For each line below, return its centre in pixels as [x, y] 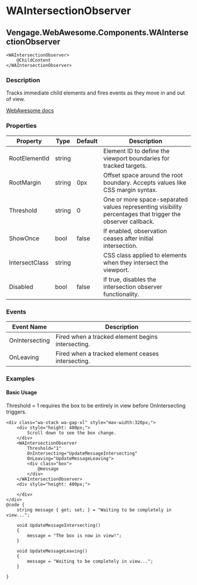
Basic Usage [21, 392]
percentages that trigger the [142, 214]
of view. [16, 99]
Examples [21, 378]
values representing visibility [143, 207]
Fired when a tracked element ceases [107, 354]
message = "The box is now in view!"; [74, 536]
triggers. [16, 412]
